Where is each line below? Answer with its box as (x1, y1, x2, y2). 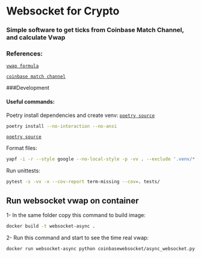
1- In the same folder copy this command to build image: (6, 212, 146, 219)
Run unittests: (6, 167, 40, 174)
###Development (6, 84, 49, 92)
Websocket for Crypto (6, 4, 120, 18)
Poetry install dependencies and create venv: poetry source (6, 112, 155, 119)
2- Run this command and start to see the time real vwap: (6, 234, 149, 241)
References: (6, 49, 43, 58)
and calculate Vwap (6, 33, 66, 42)
